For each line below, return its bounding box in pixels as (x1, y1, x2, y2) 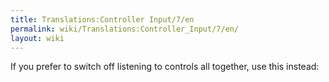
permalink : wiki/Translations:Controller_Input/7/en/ (10, 24, 240, 34)
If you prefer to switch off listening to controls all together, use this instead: (10, 61, 320, 73)
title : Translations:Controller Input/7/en (10, 14, 195, 25)
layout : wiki (10, 33, 65, 43)
